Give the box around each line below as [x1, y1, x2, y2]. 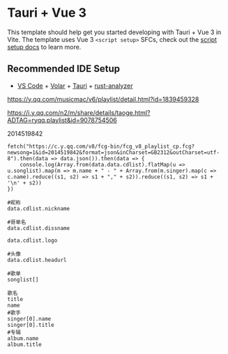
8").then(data [7, 155, 49, 162]
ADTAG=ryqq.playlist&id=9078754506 [7, 116, 117, 124]
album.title [7, 341, 42, 348]
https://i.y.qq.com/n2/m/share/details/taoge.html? [7, 108, 151, 116]
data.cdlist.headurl [7, 256, 68, 263]
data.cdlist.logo [7, 237, 58, 244]
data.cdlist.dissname [7, 224, 70, 231]
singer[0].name [7, 315, 52, 322]
